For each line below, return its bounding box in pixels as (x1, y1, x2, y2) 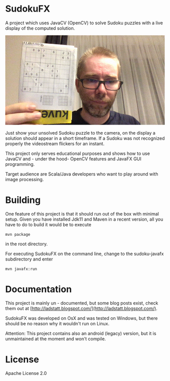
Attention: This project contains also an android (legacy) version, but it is (5, 330, 157, 336)
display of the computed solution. (5, 25, 75, 31)
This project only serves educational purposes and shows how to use (5, 150, 150, 157)
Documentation (5, 283, 72, 295)
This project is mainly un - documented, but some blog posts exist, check (5, 300, 158, 306)
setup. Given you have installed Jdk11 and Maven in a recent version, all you (5, 216, 163, 223)
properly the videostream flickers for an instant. (5, 141, 105, 147)
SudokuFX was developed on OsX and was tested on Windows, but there (5, 315, 158, 321)
